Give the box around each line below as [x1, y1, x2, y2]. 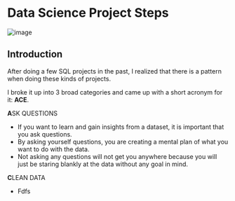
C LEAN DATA [7, 173, 46, 181]
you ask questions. [17, 130, 72, 138]
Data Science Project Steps [7, 5, 170, 21]
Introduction [7, 48, 63, 60]
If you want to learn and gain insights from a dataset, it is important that [17, 123, 224, 131]
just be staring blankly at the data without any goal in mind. [17, 160, 188, 168]
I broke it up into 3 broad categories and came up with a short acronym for [7, 88, 223, 96]
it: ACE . [7, 95, 29, 104]
